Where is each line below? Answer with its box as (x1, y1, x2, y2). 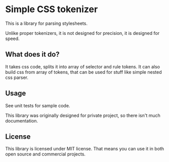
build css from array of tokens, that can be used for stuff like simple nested (5, 69, 162, 75)
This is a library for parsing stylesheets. (5, 20, 88, 26)
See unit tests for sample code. (5, 102, 70, 108)
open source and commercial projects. (5, 151, 86, 157)
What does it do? (5, 50, 60, 59)
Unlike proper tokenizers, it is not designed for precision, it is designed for (5, 30, 160, 36)
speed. (5, 35, 20, 42)
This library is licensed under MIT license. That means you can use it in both (5, 146, 164, 152)
